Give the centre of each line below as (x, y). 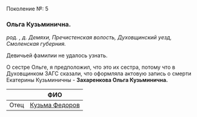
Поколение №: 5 (27, 9)
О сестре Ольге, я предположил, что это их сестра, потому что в (91, 67)
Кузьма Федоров (55, 105)
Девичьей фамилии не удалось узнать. (57, 55)
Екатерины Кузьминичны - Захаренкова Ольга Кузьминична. (87, 80)
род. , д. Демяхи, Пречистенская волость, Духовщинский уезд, (89, 37)
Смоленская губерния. (36, 44)
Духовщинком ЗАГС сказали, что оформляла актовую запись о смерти (99, 74)
